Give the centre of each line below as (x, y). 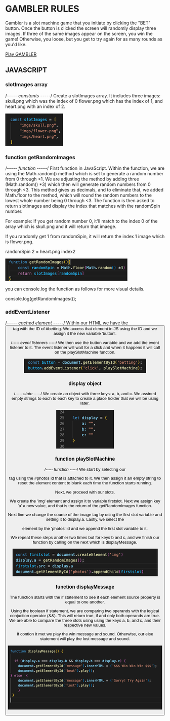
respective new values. (85, 625)
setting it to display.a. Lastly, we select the (85, 520)
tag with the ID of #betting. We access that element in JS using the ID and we (85, 329)
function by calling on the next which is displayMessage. (85, 542)
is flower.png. (19, 242)
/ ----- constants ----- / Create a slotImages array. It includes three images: (83, 96)
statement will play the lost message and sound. (85, 639)
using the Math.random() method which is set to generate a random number (84, 173)
